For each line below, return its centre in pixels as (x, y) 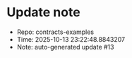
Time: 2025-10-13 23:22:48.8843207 (71, 39)
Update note (43, 12)
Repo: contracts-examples (55, 32)
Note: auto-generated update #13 (65, 47)
